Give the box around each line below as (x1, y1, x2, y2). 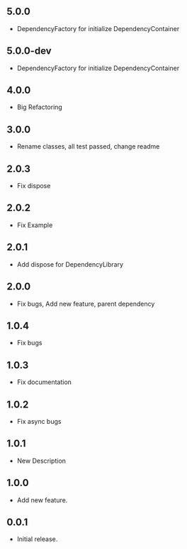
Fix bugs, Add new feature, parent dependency (16, 299, 155, 308)
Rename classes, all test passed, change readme (16, 142, 160, 151)
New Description (16, 456, 67, 465)
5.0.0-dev (6, 45, 52, 57)
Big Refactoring (16, 103, 63, 112)
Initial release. (16, 535, 58, 543)
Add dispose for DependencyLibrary (16, 260, 124, 268)
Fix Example (16, 221, 53, 229)
